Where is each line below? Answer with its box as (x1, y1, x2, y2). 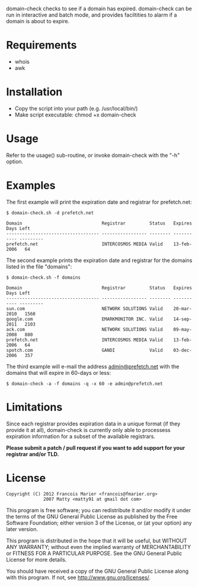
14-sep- (173, 316, 193, 322)
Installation (6, 86, 63, 99)
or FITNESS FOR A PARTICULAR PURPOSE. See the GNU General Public (6, 550, 183, 557)
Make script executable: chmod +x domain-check (14, 111, 136, 118)
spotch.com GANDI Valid (6, 347, 163, 353)
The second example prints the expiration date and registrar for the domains (6, 257, 193, 264)
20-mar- (173, 305, 193, 311)
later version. (6, 525, 39, 532)
